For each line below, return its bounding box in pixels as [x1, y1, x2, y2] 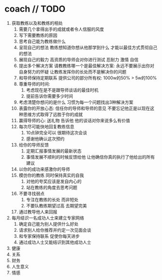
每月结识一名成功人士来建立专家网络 [11, 215, 84, 221]
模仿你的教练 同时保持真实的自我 [18, 172, 84, 178]
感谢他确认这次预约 [26, 135, 65, 142]
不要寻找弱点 [18, 190, 45, 196]
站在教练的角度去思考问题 [26, 184, 78, 190]
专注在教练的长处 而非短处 [26, 196, 79, 203]
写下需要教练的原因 [18, 32, 58, 38]
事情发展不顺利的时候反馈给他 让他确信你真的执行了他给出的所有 [26, 154, 155, 160]
